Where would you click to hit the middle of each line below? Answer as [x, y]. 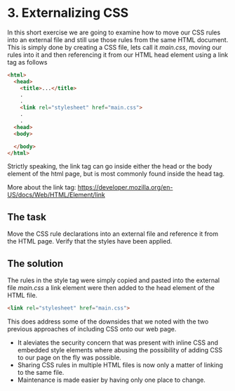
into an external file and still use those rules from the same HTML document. [118, 39]
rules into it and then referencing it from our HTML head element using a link [118, 55]
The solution [35, 264]
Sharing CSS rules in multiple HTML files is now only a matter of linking [120, 365]
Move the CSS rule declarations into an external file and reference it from [113, 234]
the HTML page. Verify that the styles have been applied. [90, 241]
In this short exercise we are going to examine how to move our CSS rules [114, 32]
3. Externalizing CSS [68, 13]
